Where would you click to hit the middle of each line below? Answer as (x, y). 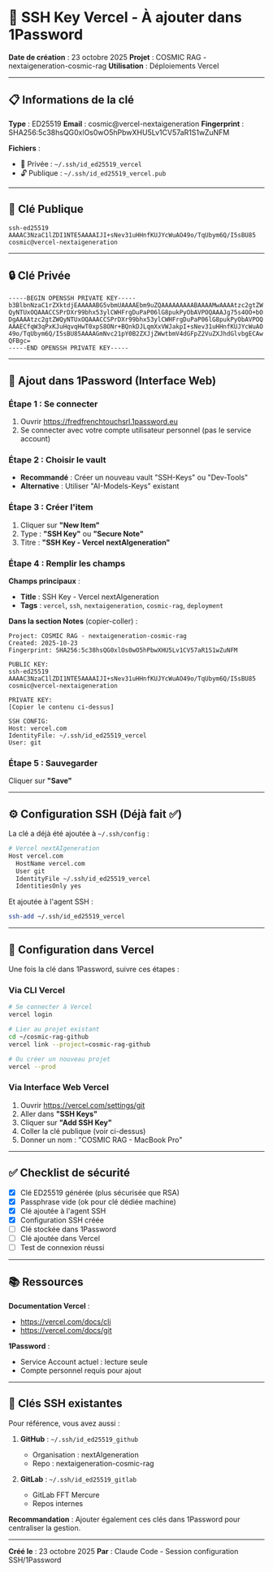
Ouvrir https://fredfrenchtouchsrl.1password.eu (99, 422)
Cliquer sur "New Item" (60, 525)
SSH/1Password (35, 1560)
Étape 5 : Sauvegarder (53, 762)
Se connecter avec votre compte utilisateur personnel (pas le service (136, 430)
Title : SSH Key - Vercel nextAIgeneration (89, 597)
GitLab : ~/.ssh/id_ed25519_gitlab (78, 1479)
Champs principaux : (44, 580)
